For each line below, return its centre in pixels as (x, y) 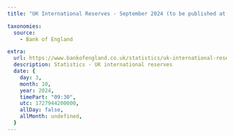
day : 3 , (31, 77)
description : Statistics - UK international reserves (93, 65)
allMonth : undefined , (51, 116)
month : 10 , (36, 84)
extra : (17, 52)
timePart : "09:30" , (48, 97)
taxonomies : (24, 26)
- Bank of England (46, 39)
